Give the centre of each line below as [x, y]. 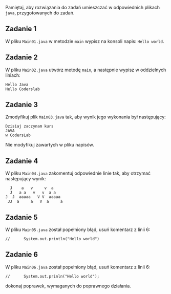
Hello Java [17, 85]
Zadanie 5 [22, 217]
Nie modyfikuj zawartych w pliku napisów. [50, 145]
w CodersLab [18, 135]
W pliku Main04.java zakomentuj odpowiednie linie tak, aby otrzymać [78, 173]
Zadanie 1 [21, 29]
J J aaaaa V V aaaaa [33, 197]
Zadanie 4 [22, 161]
